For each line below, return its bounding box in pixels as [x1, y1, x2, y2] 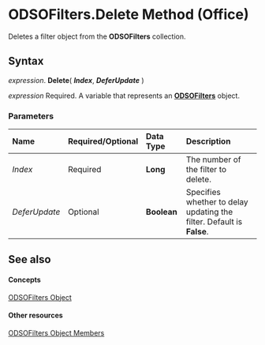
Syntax [8, 54, 44, 68]
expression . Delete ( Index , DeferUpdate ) [8, 75, 144, 84]
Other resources [8, 310, 63, 321]
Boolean [145, 207, 177, 218]
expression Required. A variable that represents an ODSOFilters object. [8, 91, 241, 100]
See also [8, 253, 51, 266]
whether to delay [185, 197, 248, 208]
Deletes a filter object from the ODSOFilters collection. [8, 32, 187, 41]
